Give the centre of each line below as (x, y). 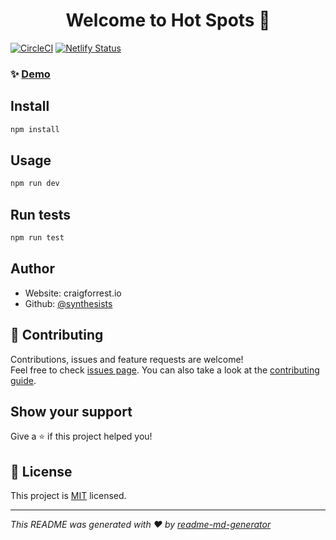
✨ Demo (30, 74)
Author (32, 269)
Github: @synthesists (68, 303)
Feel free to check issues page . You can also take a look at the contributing (165, 370)
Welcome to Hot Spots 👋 (168, 20)
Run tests (40, 214)
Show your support (71, 411)
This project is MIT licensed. (68, 496)
